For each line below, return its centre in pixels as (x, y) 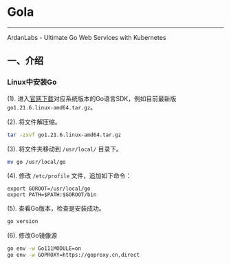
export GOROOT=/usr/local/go (49, 189)
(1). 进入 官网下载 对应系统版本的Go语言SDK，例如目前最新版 (92, 98)
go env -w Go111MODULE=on (44, 248)
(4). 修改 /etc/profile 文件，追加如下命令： (69, 176)
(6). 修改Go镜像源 (32, 235)
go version (23, 222)
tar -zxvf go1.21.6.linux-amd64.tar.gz (64, 135)
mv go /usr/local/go (37, 162)
